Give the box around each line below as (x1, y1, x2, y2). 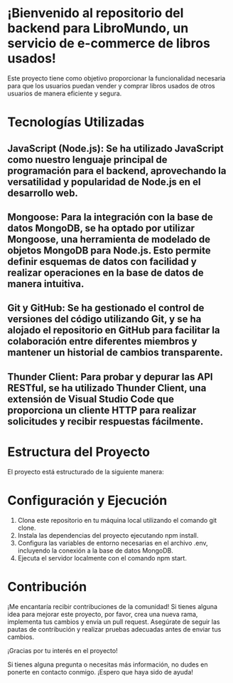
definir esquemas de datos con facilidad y (7, 255, 197, 268)
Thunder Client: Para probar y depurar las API (7, 370, 213, 382)
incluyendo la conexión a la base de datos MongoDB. (17, 546, 174, 555)
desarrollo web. (7, 187, 78, 199)
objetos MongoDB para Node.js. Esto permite (7, 244, 211, 256)
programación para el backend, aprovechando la (7, 165, 227, 177)
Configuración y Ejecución (7, 492, 168, 509)
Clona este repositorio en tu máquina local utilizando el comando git (17, 516, 217, 524)
